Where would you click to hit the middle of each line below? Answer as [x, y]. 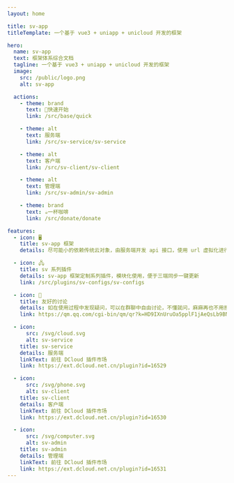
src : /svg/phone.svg [55, 385]
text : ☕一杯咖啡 [47, 212]
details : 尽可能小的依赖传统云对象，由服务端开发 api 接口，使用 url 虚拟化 [119, 251]
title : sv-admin [44, 450]
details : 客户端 [42, 404]
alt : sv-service [49, 340]
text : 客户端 [43, 161]
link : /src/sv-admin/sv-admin [69, 193]
